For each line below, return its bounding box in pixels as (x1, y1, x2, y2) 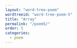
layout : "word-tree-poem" (5, 7, 59, 12)
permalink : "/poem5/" (5, 21, 50, 26)
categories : (5, 30, 30, 35)
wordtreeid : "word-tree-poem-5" (5, 12, 72, 17)
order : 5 (5, 26, 23, 31)
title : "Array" (5, 16, 37, 21)
